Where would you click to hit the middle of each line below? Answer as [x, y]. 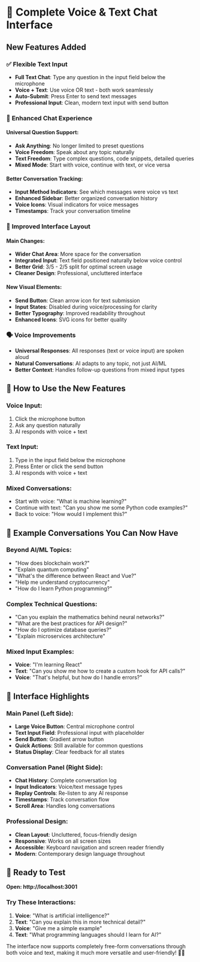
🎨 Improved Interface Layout [49, 227]
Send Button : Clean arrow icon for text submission [78, 300]
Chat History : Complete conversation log [66, 780]
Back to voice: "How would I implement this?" [71, 514]
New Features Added [46, 47]
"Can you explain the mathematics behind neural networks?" [90, 617]
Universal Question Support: [43, 132]
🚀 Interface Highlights [48, 696]
